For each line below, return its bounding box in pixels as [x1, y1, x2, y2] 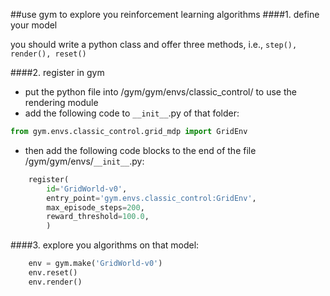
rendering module [24, 97, 99, 108]
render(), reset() [10, 49, 87, 59]
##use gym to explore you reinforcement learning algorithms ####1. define [10, 9, 320, 20]
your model [10, 19, 58, 31]
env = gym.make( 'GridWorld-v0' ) [28, 259, 163, 269]
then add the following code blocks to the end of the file [24, 144, 257, 156]
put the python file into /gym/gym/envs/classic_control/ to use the [24, 86, 297, 98]
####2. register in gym [10, 67, 105, 78]
